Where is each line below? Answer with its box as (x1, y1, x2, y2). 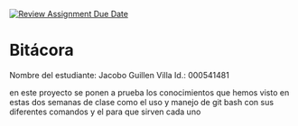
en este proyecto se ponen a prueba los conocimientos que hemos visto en (9, 86, 290, 98)
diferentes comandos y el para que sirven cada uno (9, 106, 201, 117)
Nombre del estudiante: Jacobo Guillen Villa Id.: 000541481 (9, 69, 230, 80)
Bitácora (9, 40, 74, 60)
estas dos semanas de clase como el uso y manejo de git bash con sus (9, 96, 274, 107)
